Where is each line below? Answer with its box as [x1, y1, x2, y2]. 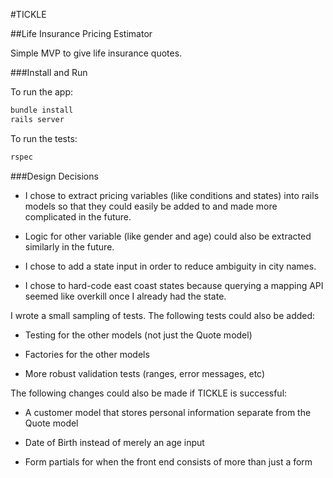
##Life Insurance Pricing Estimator [10, 28, 153, 39]
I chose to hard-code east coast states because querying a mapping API [24, 279, 324, 291]
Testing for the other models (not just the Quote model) [24, 329, 253, 341]
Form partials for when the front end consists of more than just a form [24, 455, 313, 468]
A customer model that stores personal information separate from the [24, 406, 312, 418]
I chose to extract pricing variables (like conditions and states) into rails [24, 189, 320, 201]
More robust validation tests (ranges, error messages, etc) [24, 367, 266, 379]
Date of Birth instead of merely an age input [24, 436, 205, 448]
